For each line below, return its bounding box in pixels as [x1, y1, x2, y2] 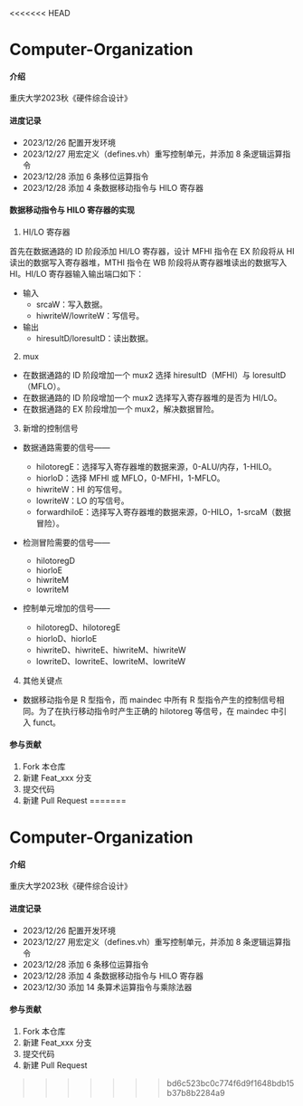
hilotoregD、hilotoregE [35, 622, 121, 633]
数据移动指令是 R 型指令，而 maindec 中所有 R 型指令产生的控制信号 [22, 694, 277, 705]
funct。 [33, 717, 62, 728]
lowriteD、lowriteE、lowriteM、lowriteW [35, 655, 186, 666]
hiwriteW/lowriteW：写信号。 [35, 310, 145, 320]
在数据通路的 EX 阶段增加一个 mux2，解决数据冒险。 [22, 403, 220, 415]
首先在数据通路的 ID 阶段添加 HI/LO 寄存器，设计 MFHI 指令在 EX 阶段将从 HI [9, 245, 295, 256]
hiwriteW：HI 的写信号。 [35, 483, 128, 494]
